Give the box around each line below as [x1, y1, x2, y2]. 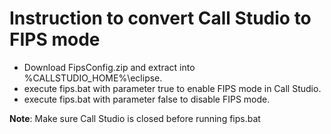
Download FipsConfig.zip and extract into [23, 61, 196, 73]
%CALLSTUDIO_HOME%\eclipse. [23, 72, 163, 84]
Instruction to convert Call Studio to [9, 7, 312, 30]
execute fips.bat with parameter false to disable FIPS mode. [23, 93, 271, 105]
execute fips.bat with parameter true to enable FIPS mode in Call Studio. [23, 82, 322, 94]
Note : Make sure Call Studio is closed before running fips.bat [9, 112, 261, 124]
